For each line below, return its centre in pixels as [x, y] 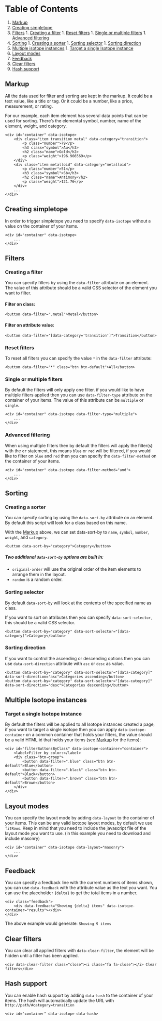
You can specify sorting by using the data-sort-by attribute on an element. [79, 518]
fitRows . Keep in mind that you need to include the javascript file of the [76, 828]
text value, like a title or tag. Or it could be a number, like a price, [69, 101]
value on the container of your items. [42, 226]
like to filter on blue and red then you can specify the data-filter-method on [81, 456]
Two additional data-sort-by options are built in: [54, 557]
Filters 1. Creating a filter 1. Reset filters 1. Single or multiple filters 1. [79, 33]
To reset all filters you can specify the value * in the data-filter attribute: [78, 358]
